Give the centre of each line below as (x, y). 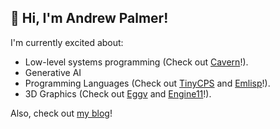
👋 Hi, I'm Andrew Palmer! (89, 18)
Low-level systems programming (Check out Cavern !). (136, 62)
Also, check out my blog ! (61, 113)
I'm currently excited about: (67, 42)
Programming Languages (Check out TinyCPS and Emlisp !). (147, 83)
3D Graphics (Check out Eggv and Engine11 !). (118, 93)
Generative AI (53, 72)
